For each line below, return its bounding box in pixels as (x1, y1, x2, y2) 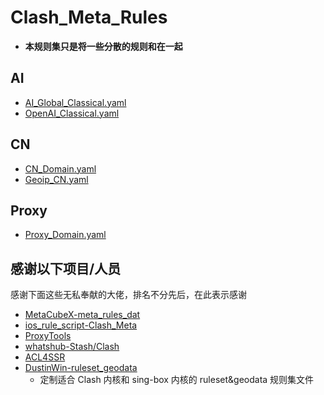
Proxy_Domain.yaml (24, 229, 107, 241)
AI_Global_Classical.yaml (24, 96, 127, 108)
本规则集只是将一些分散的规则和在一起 (24, 40, 183, 52)
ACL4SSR (24, 351, 66, 363)
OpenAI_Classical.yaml (24, 107, 120, 119)
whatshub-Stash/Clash (24, 341, 120, 353)
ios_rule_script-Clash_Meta (24, 319, 138, 331)
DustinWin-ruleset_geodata (24, 362, 138, 374)
